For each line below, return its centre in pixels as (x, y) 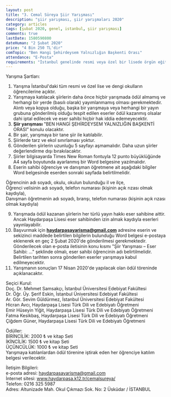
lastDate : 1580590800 (29, 39)
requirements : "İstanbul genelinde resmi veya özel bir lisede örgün (81, 62)
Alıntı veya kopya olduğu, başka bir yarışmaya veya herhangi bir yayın (86, 108)
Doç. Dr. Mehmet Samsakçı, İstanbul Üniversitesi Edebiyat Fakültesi (76, 289)
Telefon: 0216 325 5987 (30, 384)
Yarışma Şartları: (23, 76)
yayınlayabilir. (27, 225)
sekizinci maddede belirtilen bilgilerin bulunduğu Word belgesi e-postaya (89, 236)
